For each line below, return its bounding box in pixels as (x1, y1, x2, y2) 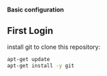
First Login (7, 24, 53, 37)
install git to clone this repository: (7, 43, 101, 51)
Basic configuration (7, 5, 65, 14)
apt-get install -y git (7, 62, 75, 69)
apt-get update (7, 56, 50, 63)
